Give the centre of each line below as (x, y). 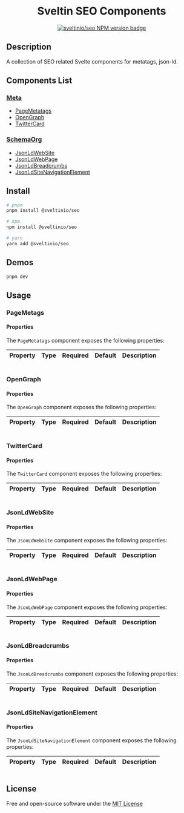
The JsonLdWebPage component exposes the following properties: (87, 607)
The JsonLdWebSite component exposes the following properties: (87, 541)
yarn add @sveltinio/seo (38, 243)
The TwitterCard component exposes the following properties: (84, 474)
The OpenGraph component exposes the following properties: (81, 407)
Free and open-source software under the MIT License (75, 803)
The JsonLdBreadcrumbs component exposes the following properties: (92, 674)
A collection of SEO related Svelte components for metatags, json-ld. (92, 61)
